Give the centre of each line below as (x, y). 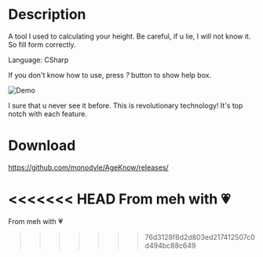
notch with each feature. (48, 114)
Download (42, 146)
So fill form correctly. (42, 44)
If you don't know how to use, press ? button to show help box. (110, 75)
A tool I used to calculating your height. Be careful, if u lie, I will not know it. (130, 36)
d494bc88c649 (170, 245)
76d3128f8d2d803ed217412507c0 (200, 237)
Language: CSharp (38, 60)
